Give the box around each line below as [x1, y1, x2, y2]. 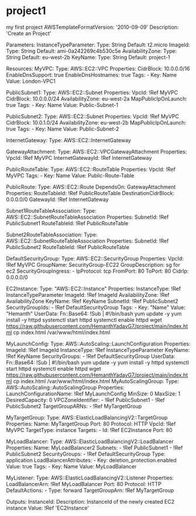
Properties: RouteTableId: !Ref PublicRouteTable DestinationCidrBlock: [6, 189, 174, 196]
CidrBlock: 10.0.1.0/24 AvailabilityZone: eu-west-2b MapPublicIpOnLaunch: [6, 119, 187, 126]
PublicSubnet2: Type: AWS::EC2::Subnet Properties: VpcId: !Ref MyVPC [6, 113, 180, 120]
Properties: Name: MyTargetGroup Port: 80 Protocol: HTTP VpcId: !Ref [6, 420, 176, 427]
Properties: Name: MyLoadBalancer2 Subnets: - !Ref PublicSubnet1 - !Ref [6, 444, 183, 451]
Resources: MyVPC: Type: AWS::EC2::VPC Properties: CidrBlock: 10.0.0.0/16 [6, 65, 190, 72]
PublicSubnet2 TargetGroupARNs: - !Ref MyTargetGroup [6, 403, 142, 410]
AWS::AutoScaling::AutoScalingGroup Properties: [6, 384, 125, 391]
